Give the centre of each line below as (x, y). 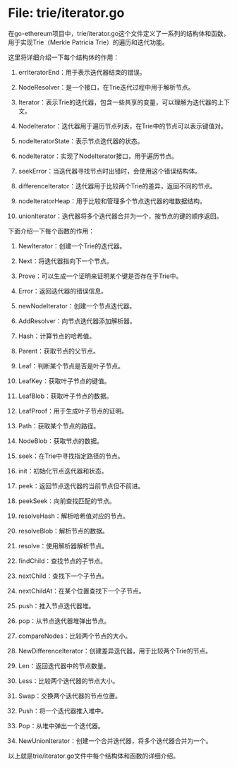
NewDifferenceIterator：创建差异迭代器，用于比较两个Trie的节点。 (115, 651)
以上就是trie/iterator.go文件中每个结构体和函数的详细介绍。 (93, 756)
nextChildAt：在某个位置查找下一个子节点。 (81, 591)
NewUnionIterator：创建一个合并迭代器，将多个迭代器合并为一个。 (115, 741)
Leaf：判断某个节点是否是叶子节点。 (71, 366)
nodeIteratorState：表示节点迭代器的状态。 (81, 141)
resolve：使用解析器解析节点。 (63, 545)
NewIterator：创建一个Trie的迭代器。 (72, 246)
